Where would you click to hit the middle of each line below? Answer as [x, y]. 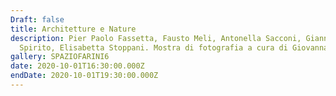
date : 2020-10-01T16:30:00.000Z [77, 66]
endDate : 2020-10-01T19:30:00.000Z [84, 76]
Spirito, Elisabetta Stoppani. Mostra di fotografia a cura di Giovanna [174, 47]
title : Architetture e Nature [73, 29]
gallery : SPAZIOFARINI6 [60, 57]
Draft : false [37, 19]
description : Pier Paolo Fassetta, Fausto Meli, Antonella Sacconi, [156, 38]
